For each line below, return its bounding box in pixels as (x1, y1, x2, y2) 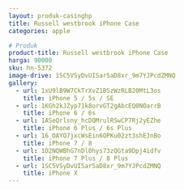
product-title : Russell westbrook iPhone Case (8, 49, 169, 57)
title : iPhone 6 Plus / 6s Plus (23, 125, 132, 133)
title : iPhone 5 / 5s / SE (23, 94, 114, 102)
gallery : (8, 78, 38, 87)
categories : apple (8, 27, 71, 35)
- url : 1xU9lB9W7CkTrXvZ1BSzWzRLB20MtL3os (15, 87, 161, 95)
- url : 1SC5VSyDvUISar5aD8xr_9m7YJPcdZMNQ (15, 162, 161, 170)
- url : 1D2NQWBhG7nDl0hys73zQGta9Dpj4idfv (15, 146, 161, 154)
